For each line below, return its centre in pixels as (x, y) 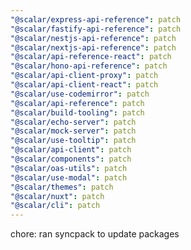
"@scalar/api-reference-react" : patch (91, 57)
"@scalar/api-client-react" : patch (84, 85)
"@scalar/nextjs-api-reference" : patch (93, 47)
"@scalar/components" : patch (71, 159)
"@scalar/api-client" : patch (71, 150)
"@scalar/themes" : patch (62, 187)
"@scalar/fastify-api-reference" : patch (96, 29)
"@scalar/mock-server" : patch (73, 131)
